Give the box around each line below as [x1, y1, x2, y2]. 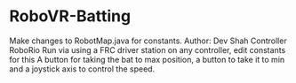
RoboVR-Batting [9, 6, 132, 26]
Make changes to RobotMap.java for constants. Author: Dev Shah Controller [9, 35, 287, 46]
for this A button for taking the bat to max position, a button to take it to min [9, 54, 285, 64]
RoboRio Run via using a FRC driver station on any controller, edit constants [9, 44, 286, 55]
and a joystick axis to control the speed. [9, 64, 156, 74]
